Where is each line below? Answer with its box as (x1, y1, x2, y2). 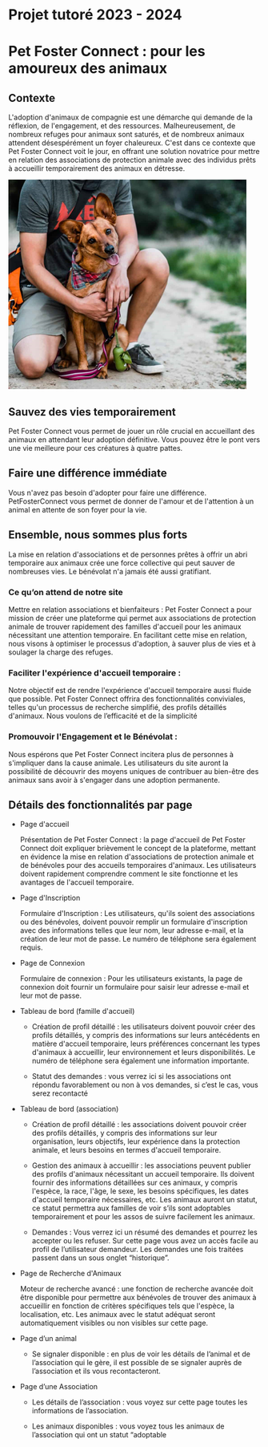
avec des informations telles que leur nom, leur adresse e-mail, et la (19, 926, 244, 935)
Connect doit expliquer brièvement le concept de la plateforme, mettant (19, 844, 256, 853)
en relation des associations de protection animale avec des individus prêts (8, 155, 256, 165)
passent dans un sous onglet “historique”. (31, 1253, 170, 1263)
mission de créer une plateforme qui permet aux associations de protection (8, 613, 256, 622)
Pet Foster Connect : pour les (8, 43, 206, 61)
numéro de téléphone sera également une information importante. (31, 1056, 250, 1066)
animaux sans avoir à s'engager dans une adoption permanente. (8, 775, 220, 784)
